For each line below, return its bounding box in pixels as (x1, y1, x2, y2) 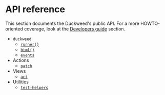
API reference (5, 4, 66, 15)
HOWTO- (140, 20, 160, 26)
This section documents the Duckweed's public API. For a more (5, 20, 139, 26)
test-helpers (20, 85, 49, 90)
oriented (5, 25, 23, 31)
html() (20, 47, 35, 52)
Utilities (12, 79, 29, 85)
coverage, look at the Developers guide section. (24, 25, 126, 31)
